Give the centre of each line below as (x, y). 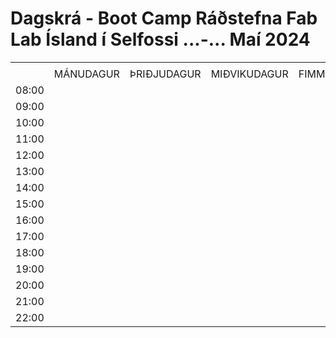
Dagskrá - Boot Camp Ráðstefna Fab (164, 18)
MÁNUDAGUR (86, 74)
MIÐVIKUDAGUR (249, 74)
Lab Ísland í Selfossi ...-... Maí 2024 (160, 39)
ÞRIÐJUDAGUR (165, 74)
